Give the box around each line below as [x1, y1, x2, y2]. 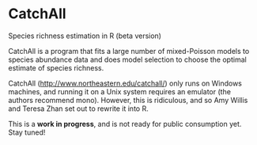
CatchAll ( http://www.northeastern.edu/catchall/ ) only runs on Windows [8, 78, 243, 88]
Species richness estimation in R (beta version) [8, 31, 162, 40]
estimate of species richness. [8, 63, 104, 72]
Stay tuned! [8, 128, 46, 137]
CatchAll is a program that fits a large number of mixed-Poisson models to [8, 46, 250, 55]
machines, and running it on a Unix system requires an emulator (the [8, 86, 232, 96]
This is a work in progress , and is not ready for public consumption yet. [8, 119, 242, 128]
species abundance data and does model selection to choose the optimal [8, 55, 247, 64]
